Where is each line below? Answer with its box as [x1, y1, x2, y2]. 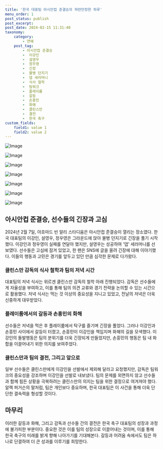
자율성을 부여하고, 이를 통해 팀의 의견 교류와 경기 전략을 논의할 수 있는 [10, 285, 143, 291]
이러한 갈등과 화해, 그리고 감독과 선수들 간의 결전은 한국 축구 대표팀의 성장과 [5, 420, 149, 426]
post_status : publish [5, 16, 49, 21]
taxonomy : [5, 30, 25, 35]
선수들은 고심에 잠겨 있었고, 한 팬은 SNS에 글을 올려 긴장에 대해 [19, 247, 140, 253]
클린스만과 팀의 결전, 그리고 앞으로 [5, 354, 80, 361]
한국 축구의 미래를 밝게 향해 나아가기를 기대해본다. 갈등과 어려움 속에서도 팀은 [5, 432, 152, 438]
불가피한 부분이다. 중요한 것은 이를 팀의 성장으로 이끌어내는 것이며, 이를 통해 [10, 426, 154, 432]
